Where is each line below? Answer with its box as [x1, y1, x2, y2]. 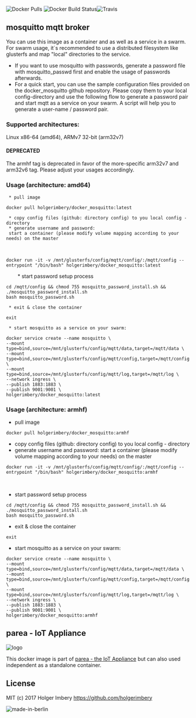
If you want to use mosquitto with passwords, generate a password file [14, 62, 186, 69]
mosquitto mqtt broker [6, 22, 90, 32]
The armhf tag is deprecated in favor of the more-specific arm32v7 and [6, 160, 179, 167]
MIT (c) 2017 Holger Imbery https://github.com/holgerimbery [6, 694, 153, 701]
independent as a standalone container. [6, 661, 102, 669]
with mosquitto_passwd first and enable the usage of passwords [14, 68, 171, 75]
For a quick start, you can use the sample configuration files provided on [14, 80, 190, 87]
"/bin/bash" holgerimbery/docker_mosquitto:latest [35, 262, 161, 268]
